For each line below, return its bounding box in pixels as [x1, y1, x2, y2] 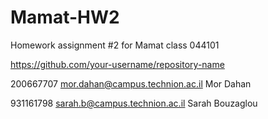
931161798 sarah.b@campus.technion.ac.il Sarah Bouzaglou [10, 97, 258, 109]
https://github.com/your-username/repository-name [10, 58, 225, 70]
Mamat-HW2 [10, 6, 120, 29]
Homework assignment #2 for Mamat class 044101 [10, 39, 220, 51]
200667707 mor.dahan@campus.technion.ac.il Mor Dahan [10, 77, 252, 90]
